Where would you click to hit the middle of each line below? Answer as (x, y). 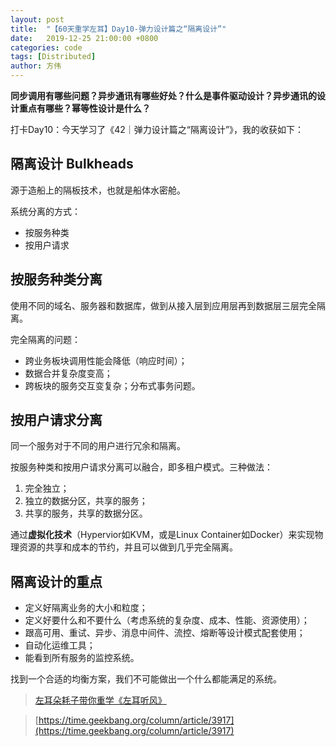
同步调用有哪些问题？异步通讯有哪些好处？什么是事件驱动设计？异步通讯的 (163, 95)
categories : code (46, 47)
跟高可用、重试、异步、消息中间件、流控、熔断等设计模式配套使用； (165, 633)
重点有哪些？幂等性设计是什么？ (84, 108)
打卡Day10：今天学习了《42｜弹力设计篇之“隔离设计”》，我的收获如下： (157, 129)
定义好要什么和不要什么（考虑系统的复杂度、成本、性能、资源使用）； (167, 620)
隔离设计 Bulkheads (72, 164)
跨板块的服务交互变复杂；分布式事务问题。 (112, 385)
